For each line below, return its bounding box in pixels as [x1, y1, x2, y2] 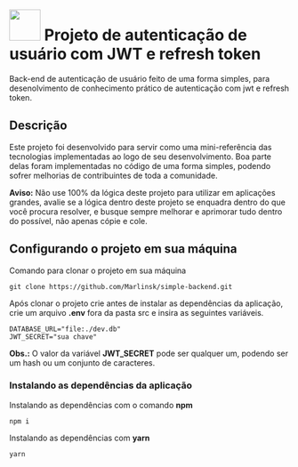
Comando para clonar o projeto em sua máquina [9, 265, 187, 276]
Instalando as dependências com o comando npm [9, 399, 193, 410]
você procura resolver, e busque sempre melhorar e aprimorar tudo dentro [9, 205, 283, 217]
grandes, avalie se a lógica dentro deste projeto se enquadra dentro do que [9, 197, 286, 207]
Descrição [9, 118, 68, 133]
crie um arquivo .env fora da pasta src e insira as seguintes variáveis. [9, 307, 264, 318]
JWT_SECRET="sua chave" [9, 332, 98, 342]
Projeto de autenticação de [44, 25, 247, 45]
